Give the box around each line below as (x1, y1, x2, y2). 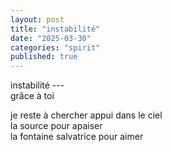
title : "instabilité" (10, 24, 101, 34)
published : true (10, 52, 78, 62)
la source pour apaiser (10, 120, 103, 132)
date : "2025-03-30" (10, 33, 92, 43)
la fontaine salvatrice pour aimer (10, 131, 144, 143)
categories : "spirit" (10, 42, 101, 53)
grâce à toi (10, 90, 55, 102)
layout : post (10, 14, 65, 25)
